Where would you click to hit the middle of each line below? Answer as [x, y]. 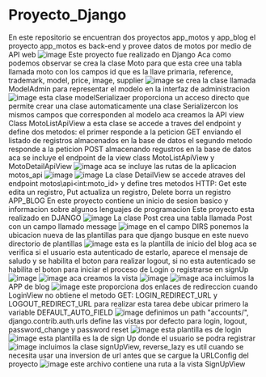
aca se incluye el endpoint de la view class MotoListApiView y [112, 157]
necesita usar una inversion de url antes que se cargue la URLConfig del [129, 355]
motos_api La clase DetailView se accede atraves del [127, 175]
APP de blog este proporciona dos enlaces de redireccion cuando [133, 286]
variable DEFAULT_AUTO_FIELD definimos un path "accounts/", [129, 312]
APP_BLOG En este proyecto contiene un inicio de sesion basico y [118, 201]
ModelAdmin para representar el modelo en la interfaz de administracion [129, 89]
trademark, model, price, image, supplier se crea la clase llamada [132, 80]
